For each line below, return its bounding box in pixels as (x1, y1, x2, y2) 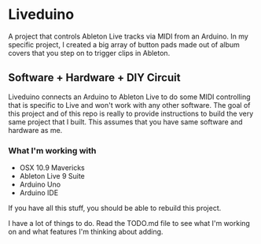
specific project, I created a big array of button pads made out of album (8, 39, 240, 49)
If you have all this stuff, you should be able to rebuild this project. (8, 203, 222, 213)
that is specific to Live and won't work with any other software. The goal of (8, 100, 251, 109)
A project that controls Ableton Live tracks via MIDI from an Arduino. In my (8, 31, 249, 41)
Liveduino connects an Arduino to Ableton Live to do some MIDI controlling (8, 92, 251, 102)
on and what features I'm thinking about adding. (8, 227, 164, 237)
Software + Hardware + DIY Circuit (8, 71, 181, 84)
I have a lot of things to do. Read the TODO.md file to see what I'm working (8, 219, 250, 228)
